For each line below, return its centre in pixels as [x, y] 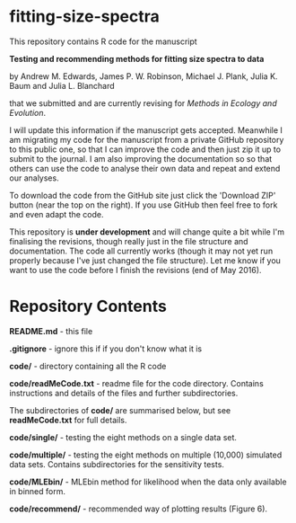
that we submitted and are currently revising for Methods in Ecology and [143, 103]
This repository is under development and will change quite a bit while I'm [147, 232]
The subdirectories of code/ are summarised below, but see [120, 410]
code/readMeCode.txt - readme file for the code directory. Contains [137, 383]
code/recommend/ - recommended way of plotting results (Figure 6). [138, 509]
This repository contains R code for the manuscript [103, 41]
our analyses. [35, 178]
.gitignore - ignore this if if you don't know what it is [106, 349]
